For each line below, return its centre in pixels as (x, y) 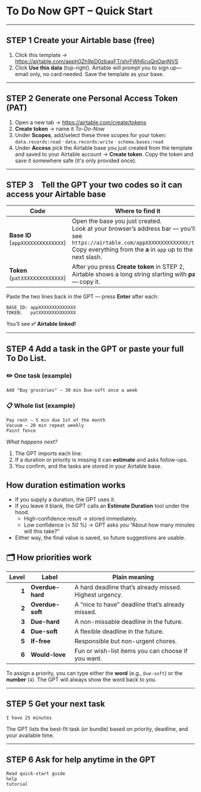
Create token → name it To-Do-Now (60, 129)
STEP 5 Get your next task (56, 704)
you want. (88, 658)
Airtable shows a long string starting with (129, 274)
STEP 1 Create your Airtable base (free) (80, 40)
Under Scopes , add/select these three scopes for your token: (91, 135)
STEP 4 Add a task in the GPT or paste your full (95, 349)
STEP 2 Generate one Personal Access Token (92, 99)
